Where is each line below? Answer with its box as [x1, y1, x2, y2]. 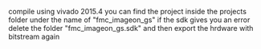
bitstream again [8, 32, 60, 41]
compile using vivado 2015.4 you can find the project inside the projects [8, 7, 247, 16]
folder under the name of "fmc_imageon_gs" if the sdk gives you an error [8, 15, 251, 24]
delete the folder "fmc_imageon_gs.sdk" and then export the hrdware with [8, 24, 254, 32]
